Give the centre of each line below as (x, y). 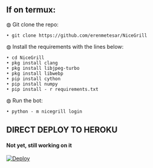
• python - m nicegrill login (44, 111)
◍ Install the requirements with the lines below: (65, 46)
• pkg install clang (32, 63)
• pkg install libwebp (35, 73)
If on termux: (31, 10)
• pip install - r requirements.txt (52, 89)
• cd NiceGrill (25, 58)
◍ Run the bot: (25, 100)
